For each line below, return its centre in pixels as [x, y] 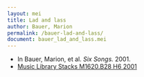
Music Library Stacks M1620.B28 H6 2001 [77, 67]
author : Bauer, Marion [40, 26]
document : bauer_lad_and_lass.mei [57, 40]
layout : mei [24, 14]
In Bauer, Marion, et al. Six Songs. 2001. [74, 59]
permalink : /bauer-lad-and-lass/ [55, 33]
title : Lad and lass [37, 20]
